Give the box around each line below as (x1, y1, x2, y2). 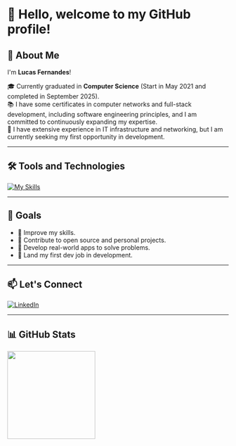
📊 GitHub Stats (7, 329, 76, 340)
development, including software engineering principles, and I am (7, 110, 197, 118)
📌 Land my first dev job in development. (17, 250, 133, 259)
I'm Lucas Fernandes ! (7, 68, 72, 76)
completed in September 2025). (7, 92, 100, 101)
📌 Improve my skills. (17, 228, 76, 236)
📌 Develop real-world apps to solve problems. (17, 243, 150, 252)
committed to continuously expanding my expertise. (7, 117, 158, 126)
